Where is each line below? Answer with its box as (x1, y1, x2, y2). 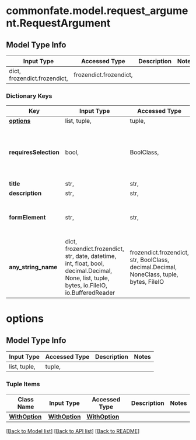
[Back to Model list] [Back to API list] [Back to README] (6, 427, 140, 434)
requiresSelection (9, 148, 60, 156)
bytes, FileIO (129, 278, 164, 286)
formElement (9, 214, 46, 222)
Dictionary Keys (6, 92, 52, 100)
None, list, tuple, (65, 274, 110, 282)
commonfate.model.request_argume (6, 4, 188, 18)
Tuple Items (6, 380, 40, 389)
